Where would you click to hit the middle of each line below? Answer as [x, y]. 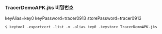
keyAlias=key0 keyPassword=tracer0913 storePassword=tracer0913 [73, 18]
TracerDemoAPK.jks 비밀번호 [39, 7]
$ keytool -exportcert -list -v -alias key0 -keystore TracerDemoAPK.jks [81, 27]
